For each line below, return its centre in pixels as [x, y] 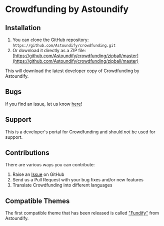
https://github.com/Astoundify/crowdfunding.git [64, 46]
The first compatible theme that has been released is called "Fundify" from [82, 213]
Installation [23, 28]
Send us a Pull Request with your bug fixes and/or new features [78, 180]
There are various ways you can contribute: [50, 165]
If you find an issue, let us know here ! [44, 104]
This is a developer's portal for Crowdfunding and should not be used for [80, 132]
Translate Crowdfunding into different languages [62, 185]
